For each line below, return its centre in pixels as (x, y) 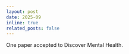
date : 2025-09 (24, 17)
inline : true (22, 23)
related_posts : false (33, 28)
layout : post (22, 12)
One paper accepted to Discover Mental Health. (65, 45)
